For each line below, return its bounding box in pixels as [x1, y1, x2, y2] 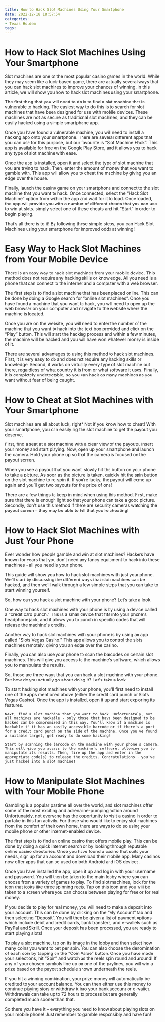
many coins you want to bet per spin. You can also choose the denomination [5, 945, 160, 951]
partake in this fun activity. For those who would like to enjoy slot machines [5, 818, 157, 823]
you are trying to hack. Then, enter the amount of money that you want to [5, 165, 154, 171]
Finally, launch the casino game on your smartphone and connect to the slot [5, 185, 159, 191]
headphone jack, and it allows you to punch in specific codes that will [5, 616, 146, 622]
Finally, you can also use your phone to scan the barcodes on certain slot [5, 651, 153, 657]
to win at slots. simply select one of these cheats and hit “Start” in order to [5, 206, 156, 212]
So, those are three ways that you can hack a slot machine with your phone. [5, 671, 159, 678]
